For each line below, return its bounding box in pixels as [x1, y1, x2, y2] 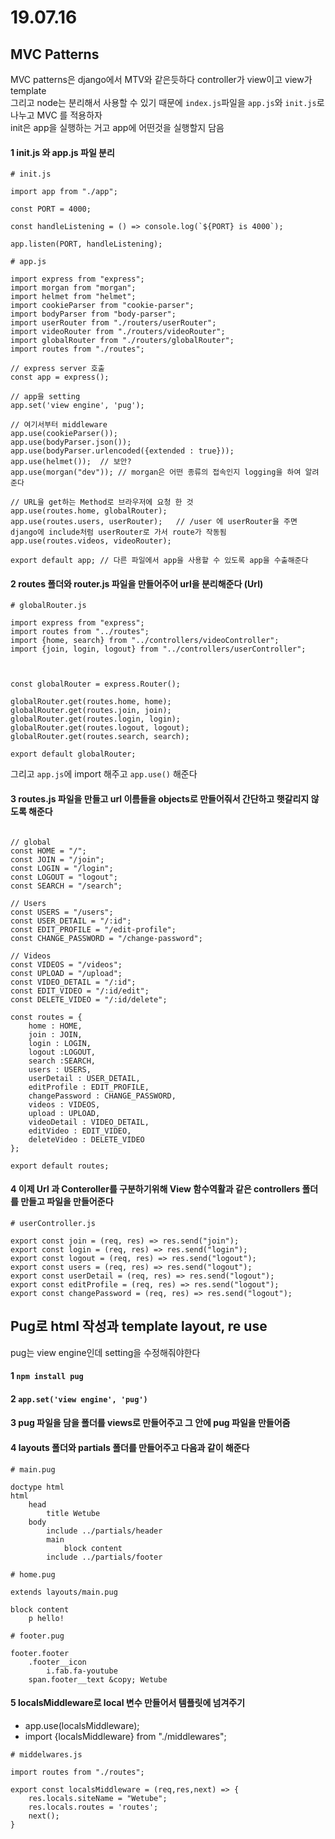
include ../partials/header [46, 1526, 163, 1536]
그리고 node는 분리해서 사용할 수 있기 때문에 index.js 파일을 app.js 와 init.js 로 [10, 97, 325, 108]
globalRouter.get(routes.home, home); [10, 697, 172, 707]
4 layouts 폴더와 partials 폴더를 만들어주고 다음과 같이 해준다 [10, 1442, 250, 1453]
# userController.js [10, 1218, 97, 1228]
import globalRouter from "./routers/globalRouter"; [10, 336, 235, 346]
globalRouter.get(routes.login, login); [10, 714, 182, 725]
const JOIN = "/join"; [10, 854, 105, 865]
